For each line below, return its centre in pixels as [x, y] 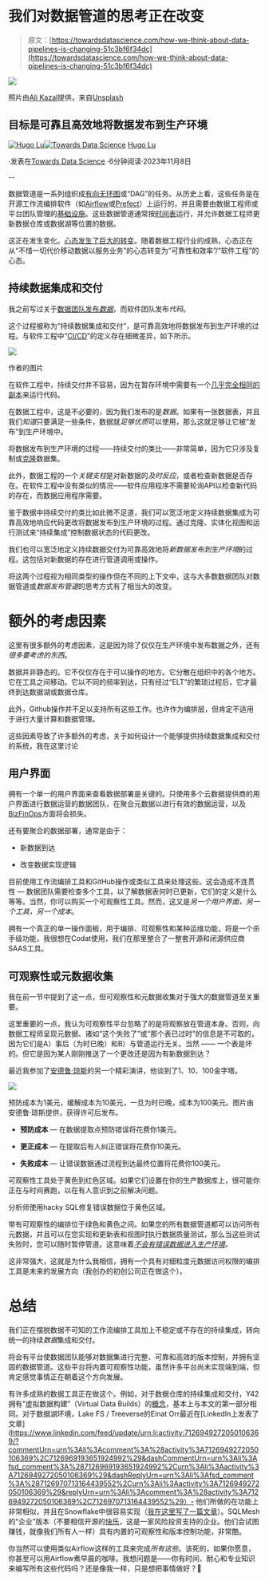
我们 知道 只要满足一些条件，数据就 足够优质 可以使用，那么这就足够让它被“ [129, 421]
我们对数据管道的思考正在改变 [107, 16]
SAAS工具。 [28, 949]
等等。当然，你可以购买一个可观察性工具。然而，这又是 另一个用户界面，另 [131, 902]
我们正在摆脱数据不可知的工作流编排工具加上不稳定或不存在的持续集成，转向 [134, 1330]
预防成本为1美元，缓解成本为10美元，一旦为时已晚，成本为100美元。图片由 [131, 1103]
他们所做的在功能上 [227, 1502]
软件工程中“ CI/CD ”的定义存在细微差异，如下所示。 [112, 335]
